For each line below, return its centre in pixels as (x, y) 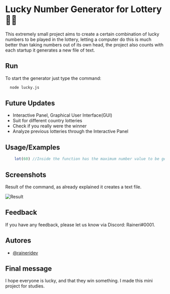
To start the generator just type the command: (53, 78)
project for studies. (25, 286)
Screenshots (26, 175)
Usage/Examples (33, 147)
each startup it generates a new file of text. (50, 50)
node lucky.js (25, 87)
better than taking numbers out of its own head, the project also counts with (84, 44)
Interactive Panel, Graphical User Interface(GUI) (62, 115)
